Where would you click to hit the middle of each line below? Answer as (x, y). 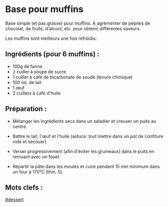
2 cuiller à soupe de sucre (39, 72)
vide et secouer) (29, 142)
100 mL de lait (27, 82)
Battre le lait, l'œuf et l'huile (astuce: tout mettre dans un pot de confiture (88, 136)
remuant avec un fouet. (37, 157)
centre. (20, 126)
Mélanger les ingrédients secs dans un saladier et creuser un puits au (84, 121)
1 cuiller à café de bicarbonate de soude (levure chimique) (72, 77)
